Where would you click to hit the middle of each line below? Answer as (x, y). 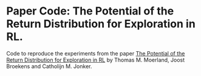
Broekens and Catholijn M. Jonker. (49, 66)
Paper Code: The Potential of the (90, 11)
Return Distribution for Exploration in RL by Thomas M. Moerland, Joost (96, 60)
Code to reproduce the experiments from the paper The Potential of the (96, 53)
